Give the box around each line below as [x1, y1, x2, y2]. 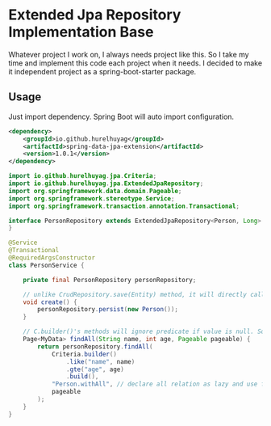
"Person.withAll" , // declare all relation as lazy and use [51, 380, 258, 389]
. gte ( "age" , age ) [65, 365, 125, 373]
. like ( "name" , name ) [65, 357, 135, 365]
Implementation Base [8, 23, 154, 41]
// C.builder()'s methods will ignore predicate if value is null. [23, 327, 254, 336]
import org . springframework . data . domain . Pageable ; [8, 187, 182, 195]
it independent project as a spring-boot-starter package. [8, 66, 197, 76]
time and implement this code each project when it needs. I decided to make [8, 58, 263, 68]
